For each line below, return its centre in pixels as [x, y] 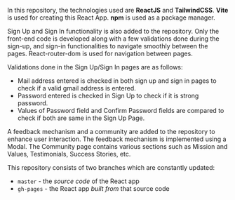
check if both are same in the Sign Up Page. [81, 118]
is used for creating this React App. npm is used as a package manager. [111, 18]
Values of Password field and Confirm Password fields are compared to [121, 111]
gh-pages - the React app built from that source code [93, 188]
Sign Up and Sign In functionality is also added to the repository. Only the [113, 31]
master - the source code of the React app [79, 181]
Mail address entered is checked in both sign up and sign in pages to [117, 81]
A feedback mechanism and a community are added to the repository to [111, 132]
